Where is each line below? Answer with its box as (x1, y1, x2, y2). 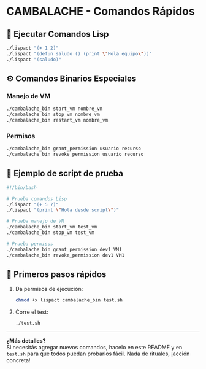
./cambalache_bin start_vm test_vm (6, 224, 97, 230)
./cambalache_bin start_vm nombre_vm (6, 106, 103, 112)
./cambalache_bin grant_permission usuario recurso (6, 146, 141, 152)
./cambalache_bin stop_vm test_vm (6, 230, 95, 236)
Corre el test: (15, 308, 49, 316)
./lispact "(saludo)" (6, 56, 62, 63)
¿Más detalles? (6, 337, 46, 344)
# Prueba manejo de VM (6, 218, 64, 225)
